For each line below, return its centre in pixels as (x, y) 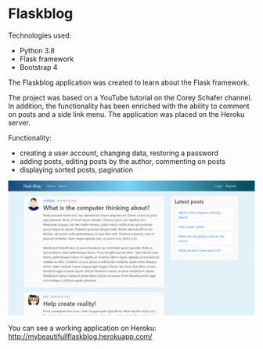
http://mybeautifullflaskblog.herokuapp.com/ (80, 336)
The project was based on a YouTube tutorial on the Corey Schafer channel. (130, 97)
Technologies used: (40, 35)
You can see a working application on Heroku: (82, 328)
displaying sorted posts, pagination (76, 169)
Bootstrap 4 (38, 67)
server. (20, 122)
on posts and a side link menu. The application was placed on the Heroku (126, 114)
